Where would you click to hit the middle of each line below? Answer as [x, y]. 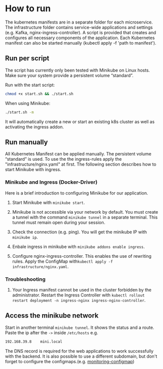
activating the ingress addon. [35, 127]
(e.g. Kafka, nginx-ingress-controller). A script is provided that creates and [81, 32]
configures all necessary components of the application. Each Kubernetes [80, 38]
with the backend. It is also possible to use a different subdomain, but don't [81, 356]
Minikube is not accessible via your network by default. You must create [85, 212]
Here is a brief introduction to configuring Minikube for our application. [77, 193]
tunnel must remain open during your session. [59, 222]
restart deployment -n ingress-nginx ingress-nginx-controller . [79, 300]
